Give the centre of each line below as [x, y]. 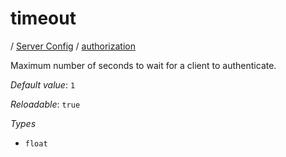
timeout [43, 18]
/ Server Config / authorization [73, 46]
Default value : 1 [43, 84]
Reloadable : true [45, 104]
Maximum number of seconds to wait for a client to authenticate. [143, 65]
